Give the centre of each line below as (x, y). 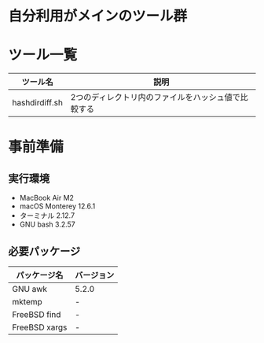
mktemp (27, 301)
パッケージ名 (40, 275)
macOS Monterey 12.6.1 (57, 206)
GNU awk (30, 289)
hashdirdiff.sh (37, 103)
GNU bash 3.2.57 (48, 224)
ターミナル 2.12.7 (47, 216)
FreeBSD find (37, 314)
